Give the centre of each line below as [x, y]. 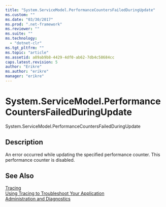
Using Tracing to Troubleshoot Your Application [55, 193]
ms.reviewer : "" [22, 29]
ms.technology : [21, 39]
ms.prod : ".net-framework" [34, 24]
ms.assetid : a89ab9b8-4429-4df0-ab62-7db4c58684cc [60, 57]
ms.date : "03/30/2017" [29, 19]
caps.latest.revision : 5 [31, 62]
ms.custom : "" [20, 15]
